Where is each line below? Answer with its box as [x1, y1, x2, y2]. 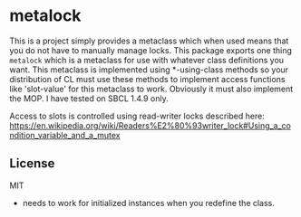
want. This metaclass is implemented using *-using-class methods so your [9, 64, 288, 75]
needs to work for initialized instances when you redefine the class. [22, 197, 275, 208]
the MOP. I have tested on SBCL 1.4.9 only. [9, 92, 170, 104]
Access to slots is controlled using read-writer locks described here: [9, 110, 265, 121]
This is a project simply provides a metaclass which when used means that [9, 35, 289, 46]
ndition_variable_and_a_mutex [9, 129, 121, 140]
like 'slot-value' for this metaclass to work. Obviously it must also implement [9, 83, 294, 94]
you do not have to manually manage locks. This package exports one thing [9, 44, 293, 55]
